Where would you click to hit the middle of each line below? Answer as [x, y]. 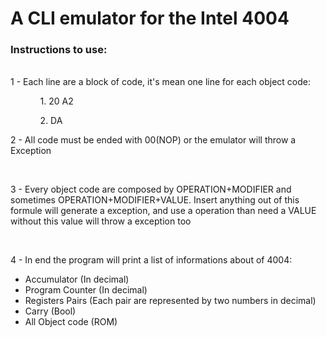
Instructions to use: [59, 50]
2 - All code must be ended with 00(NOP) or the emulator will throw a [153, 140]
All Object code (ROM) [71, 322]
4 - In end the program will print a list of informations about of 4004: [151, 260]
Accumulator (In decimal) [77, 279]
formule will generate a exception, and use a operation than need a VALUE [163, 211]
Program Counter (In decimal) [86, 290]
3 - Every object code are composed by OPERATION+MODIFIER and [151, 189]
